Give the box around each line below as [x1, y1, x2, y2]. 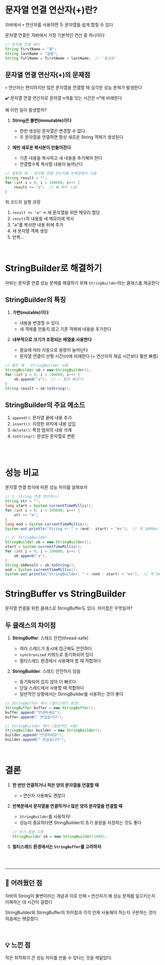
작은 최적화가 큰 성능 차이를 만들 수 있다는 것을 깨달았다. [5, 955, 112, 961]
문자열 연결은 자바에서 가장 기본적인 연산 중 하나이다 [5, 32, 105, 38]
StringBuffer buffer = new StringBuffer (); [5, 705, 96, 710]
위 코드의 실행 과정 [5, 199, 41, 205]
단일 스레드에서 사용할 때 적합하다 [19, 685, 84, 691]
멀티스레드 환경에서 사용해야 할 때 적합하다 [19, 658, 102, 664]
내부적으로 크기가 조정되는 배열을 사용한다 [12, 337, 92, 343]
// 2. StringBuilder [5, 535, 48, 540]
